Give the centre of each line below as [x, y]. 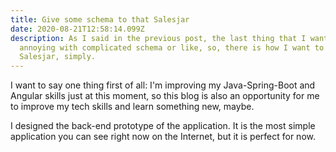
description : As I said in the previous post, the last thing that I [158, 38]
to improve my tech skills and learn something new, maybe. [132, 107]
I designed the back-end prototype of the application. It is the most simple [163, 126]
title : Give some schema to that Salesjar [100, 19]
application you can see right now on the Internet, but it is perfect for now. [163, 137]
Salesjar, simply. [58, 57]
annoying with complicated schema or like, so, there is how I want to [172, 47]
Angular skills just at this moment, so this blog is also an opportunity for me [165, 96]
